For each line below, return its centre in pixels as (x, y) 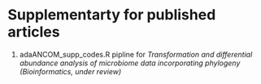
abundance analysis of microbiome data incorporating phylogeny (130, 63)
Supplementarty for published (112, 15)
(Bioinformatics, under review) (70, 71)
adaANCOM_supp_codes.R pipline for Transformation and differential (136, 54)
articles (34, 32)
